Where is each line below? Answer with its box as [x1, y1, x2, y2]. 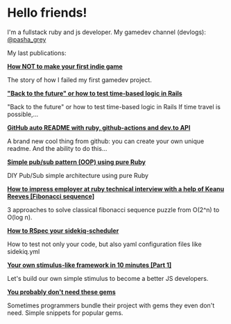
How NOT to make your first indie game [7, 62, 123, 70]
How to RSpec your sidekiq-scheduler [7, 226, 119, 234]
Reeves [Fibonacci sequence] [7, 192, 95, 200]
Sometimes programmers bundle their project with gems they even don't [7, 301, 215, 309]
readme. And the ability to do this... [7, 144, 108, 152]
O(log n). [7, 213, 33, 221]
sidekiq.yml [7, 247, 40, 255]
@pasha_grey [7, 35, 46, 43]
